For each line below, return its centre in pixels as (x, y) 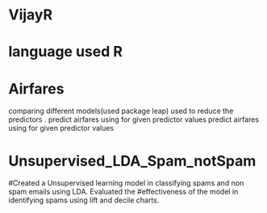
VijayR (31, 15)
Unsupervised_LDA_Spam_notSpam (132, 161)
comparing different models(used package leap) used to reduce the (121, 111)
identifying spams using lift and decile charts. (84, 200)
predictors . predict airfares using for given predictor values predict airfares (134, 119)
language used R (66, 52)
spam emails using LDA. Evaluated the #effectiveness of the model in (123, 192)
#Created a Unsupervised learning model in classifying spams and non (126, 183)
